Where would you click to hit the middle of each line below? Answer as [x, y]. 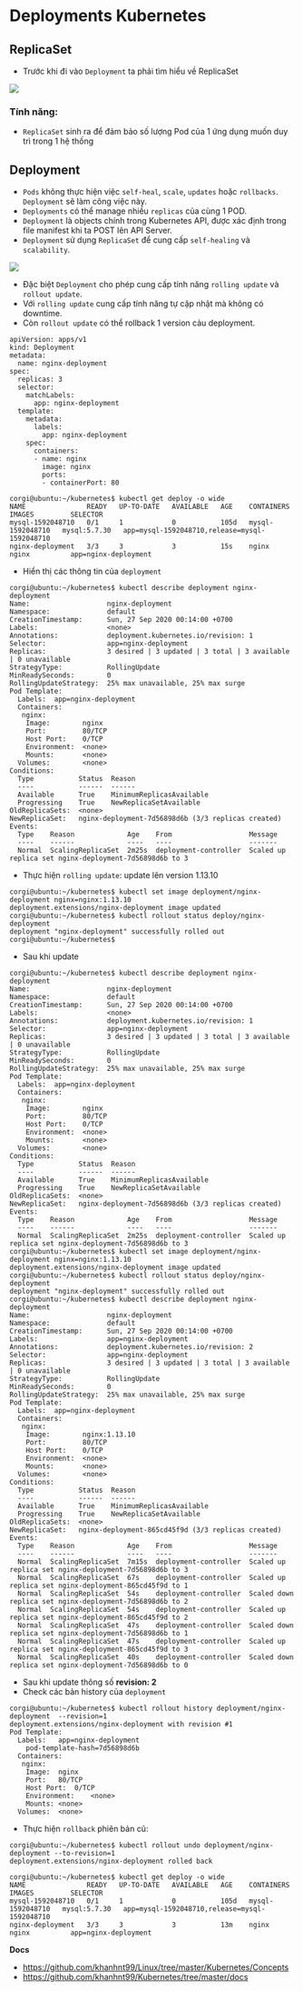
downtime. [42, 314]
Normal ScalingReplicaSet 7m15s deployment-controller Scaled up [151, 1562]
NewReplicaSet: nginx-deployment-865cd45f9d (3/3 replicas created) [146, 1530]
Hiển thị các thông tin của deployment [92, 571]
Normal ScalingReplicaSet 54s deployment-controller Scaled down [156, 1594]
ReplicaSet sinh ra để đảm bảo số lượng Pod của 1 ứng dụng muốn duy [155, 132]
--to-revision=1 [85, 1854]
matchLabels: [50, 395]
